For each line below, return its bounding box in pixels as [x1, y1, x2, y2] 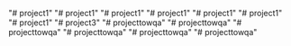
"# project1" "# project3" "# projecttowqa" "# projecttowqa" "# [8, 17, 242, 28]
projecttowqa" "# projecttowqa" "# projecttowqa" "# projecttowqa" [8, 27, 258, 37]
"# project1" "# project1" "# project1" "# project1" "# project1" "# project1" [8, 8, 283, 18]
